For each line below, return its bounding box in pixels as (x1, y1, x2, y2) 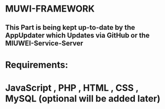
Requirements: (5, 59, 68, 71)
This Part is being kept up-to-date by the (5, 23, 135, 32)
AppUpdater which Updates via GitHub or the (5, 31, 150, 39)
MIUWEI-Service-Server (5, 39, 84, 47)
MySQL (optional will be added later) (5, 93, 161, 104)
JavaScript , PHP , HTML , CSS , (5, 82, 139, 93)
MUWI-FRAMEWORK (5, 3, 95, 15)
